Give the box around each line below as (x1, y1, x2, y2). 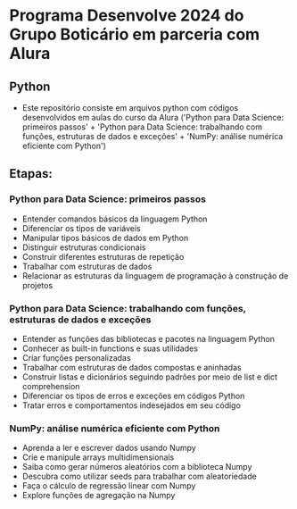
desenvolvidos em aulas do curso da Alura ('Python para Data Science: (21, 113, 285, 122)
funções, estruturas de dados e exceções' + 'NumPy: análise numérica (21, 131, 284, 141)
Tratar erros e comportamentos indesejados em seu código (21, 399, 241, 411)
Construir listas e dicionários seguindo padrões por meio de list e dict (21, 371, 278, 382)
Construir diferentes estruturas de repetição (21, 251, 185, 262)
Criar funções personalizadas (21, 352, 131, 363)
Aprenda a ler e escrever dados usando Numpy (21, 443, 196, 454)
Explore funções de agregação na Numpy (21, 490, 176, 501)
